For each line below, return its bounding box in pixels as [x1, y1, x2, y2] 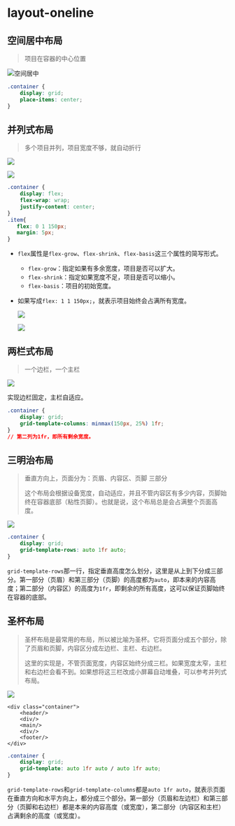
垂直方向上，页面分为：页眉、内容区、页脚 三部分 [24, 474, 168, 483]
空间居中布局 [7, 34, 63, 46]
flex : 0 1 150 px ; [16, 222, 68, 230]
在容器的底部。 [7, 592, 50, 601]
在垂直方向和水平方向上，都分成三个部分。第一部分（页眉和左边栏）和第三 [7, 794, 222, 802]
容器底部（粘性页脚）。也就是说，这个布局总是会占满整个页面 [36, 498, 212, 506]
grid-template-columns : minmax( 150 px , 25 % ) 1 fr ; [20, 420, 164, 427]
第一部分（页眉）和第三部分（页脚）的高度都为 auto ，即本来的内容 [19, 575, 210, 583]
